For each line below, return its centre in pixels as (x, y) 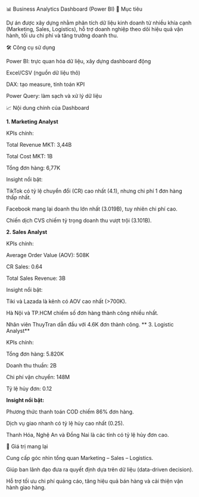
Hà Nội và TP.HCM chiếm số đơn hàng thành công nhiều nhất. (83, 313)
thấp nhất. (19, 197)
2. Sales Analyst (27, 232)
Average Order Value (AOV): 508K (48, 255)
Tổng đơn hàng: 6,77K (33, 168)
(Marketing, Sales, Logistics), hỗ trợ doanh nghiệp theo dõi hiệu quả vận (95, 29)
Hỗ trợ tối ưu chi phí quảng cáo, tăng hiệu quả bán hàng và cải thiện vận (95, 481)
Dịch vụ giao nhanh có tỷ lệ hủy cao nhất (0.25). (65, 423)
